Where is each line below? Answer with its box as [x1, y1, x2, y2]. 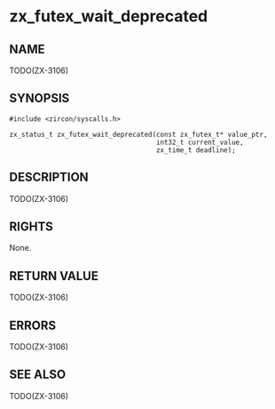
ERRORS [9, 317, 57, 333]
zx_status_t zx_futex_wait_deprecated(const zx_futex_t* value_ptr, [9, 130, 268, 139]
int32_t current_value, [155, 138, 244, 147]
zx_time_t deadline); [155, 145, 237, 155]
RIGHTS [9, 220, 53, 235]
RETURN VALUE [9, 269, 99, 284]
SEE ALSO [9, 367, 67, 382]
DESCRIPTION [9, 170, 89, 185]
